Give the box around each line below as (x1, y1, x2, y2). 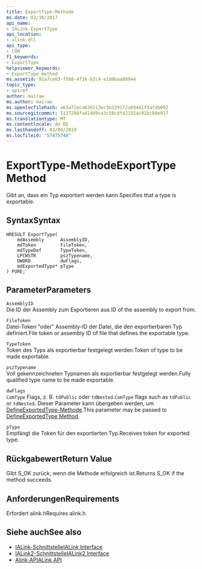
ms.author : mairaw (6, 99, 52, 105)
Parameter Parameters (6, 285, 92, 295)
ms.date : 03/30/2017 (6, 15, 58, 21)
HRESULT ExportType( (6, 231, 58, 238)
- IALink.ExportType (6, 25, 58, 32)
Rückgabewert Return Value (6, 454, 113, 464)
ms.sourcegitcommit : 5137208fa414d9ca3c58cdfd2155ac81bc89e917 (6, 110, 169, 116)
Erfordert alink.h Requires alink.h (6, 510, 86, 517)
